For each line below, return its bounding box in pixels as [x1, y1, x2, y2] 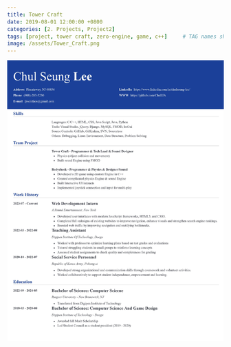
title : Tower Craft [7, 11, 63, 18]
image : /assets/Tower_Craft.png [7, 40, 100, 48]
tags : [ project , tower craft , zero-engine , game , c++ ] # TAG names [7, 33, 217, 40]
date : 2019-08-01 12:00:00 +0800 [7, 18, 103, 25]
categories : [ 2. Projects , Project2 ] [7, 25, 115, 32]
